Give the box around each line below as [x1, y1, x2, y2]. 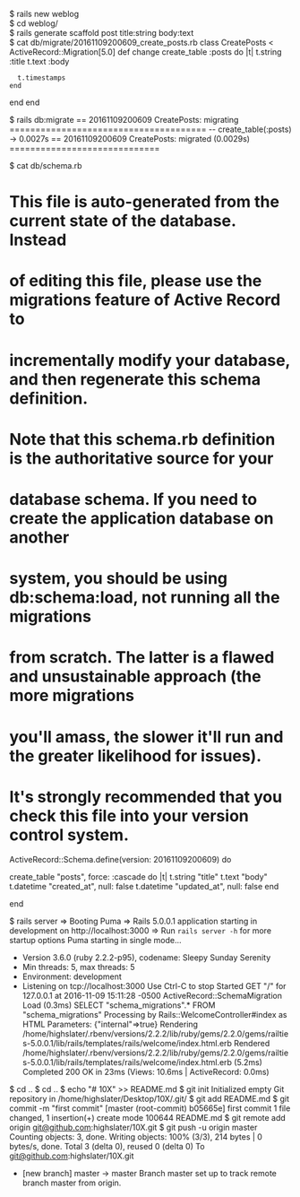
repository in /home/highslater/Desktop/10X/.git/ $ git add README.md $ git [9, 1094, 289, 1105]
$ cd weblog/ [9, 18, 58, 29]
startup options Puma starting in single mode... [9, 935, 182, 946]
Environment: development [21, 971, 123, 982]
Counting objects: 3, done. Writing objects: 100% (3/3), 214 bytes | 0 [9, 1132, 262, 1142]
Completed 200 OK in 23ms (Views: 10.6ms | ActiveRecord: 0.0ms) [21, 1067, 270, 1078]
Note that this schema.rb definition [9, 429, 276, 449]
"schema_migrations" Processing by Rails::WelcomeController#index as [21, 1010, 287, 1020]
